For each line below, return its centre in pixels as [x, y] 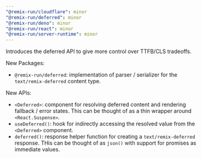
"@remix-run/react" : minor [40, 29]
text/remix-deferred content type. [57, 81]
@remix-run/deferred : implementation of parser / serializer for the [96, 75]
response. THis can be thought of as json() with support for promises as [105, 143]
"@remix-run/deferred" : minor [44, 17]
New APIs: [18, 93]
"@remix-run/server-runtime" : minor [52, 34]
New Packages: [25, 63]
